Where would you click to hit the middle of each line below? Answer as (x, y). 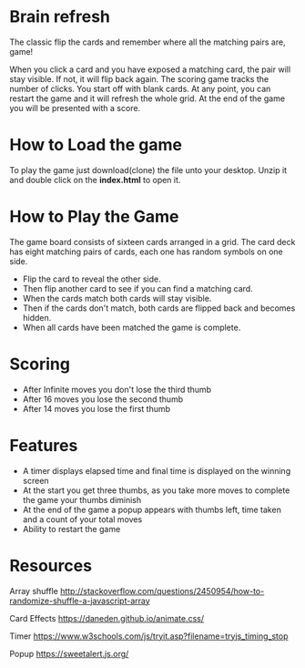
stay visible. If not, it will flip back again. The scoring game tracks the (139, 78)
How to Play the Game (94, 217)
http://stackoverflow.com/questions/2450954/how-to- (163, 591)
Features (44, 445)
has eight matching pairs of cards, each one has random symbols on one (147, 252)
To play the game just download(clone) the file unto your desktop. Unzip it (148, 170)
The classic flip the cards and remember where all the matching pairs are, (147, 42)
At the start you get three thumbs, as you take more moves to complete (156, 490)
